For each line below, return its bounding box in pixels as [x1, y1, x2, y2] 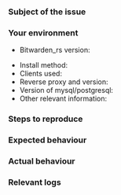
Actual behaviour [8, 156, 76, 167]
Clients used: [19, 69, 63, 79]
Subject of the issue [8, 6, 86, 17]
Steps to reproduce [8, 113, 83, 124]
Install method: [19, 61, 68, 70]
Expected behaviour [8, 134, 87, 145]
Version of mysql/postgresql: [19, 86, 114, 95]
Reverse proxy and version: [19, 77, 108, 86]
